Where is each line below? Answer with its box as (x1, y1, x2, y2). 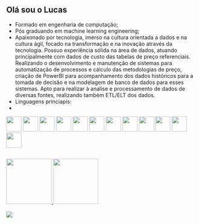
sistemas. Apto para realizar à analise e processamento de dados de (14, 85, 186, 92)
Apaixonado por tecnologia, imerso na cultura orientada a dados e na (14, 33, 188, 41)
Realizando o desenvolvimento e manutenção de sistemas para (14, 59, 172, 66)
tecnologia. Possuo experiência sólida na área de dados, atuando (14, 46, 178, 54)
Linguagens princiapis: (14, 98, 72, 105)
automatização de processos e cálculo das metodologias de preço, (14, 66, 182, 73)
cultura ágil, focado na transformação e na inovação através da (14, 40, 173, 47)
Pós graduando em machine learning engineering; (14, 27, 140, 34)
